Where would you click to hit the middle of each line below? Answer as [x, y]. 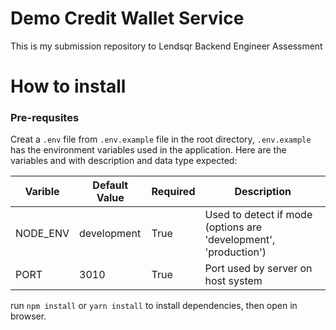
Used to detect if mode [258, 215]
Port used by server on [258, 269]
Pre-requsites [45, 118]
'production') [235, 252]
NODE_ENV [42, 234]
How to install [68, 86]
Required [173, 192]
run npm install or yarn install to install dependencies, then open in [154, 306]
